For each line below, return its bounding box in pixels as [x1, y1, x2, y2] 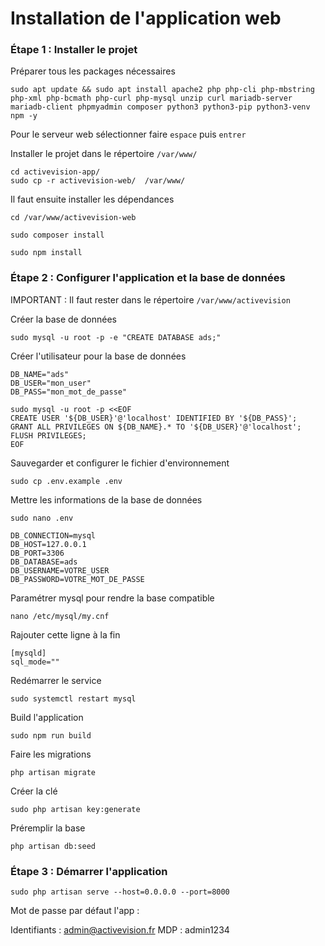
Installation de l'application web [10, 7, 282, 30]
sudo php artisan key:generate [10, 804, 141, 814]
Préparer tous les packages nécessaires [10, 65, 176, 77]
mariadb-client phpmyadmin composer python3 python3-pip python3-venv [10, 102, 311, 112]
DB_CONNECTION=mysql [10, 530, 97, 541]
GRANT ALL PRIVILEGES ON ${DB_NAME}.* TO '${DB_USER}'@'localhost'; [10, 422, 302, 432]
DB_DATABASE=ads [10, 557, 78, 567]
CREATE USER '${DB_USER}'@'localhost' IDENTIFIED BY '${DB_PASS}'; [10, 413, 298, 423]
